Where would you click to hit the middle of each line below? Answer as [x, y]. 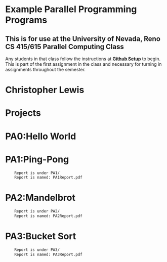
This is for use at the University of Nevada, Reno [83, 39]
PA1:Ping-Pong [37, 159]
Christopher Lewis [45, 90]
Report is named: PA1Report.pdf [48, 178]
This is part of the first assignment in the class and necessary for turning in [83, 64]
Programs [26, 20]
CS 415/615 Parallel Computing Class [65, 47]
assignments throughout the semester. [46, 70]
